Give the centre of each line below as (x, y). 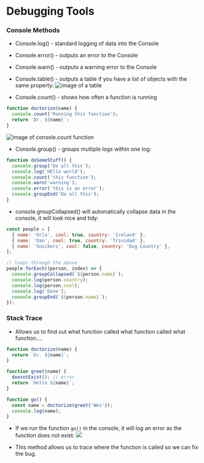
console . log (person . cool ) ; (46, 285)
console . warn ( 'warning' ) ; (45, 183)
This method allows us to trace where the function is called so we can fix (107, 447)
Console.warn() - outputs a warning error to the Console (86, 67)
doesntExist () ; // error (43, 377)
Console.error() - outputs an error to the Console (76, 56)
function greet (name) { (37, 371)
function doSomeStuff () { (39, 160)
